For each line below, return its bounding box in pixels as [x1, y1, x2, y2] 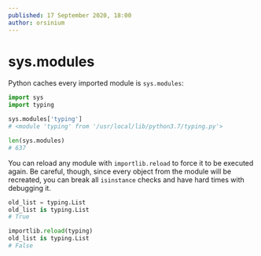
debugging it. [8, 183, 51, 192]
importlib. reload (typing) [8, 227, 93, 236]
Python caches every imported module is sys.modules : [8, 79, 184, 88]
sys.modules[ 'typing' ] [8, 115, 83, 123]
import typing [8, 101, 55, 109]
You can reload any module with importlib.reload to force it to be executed [8, 158, 254, 167]
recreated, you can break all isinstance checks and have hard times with [8, 174, 245, 185]
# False [8, 242, 34, 250]
